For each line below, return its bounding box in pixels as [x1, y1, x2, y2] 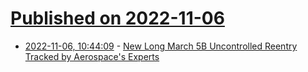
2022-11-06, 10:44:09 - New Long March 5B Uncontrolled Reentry [24, 40, 298, 52]
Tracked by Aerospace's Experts [24, 50, 160, 62]
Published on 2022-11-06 [10, 7, 225, 30]
